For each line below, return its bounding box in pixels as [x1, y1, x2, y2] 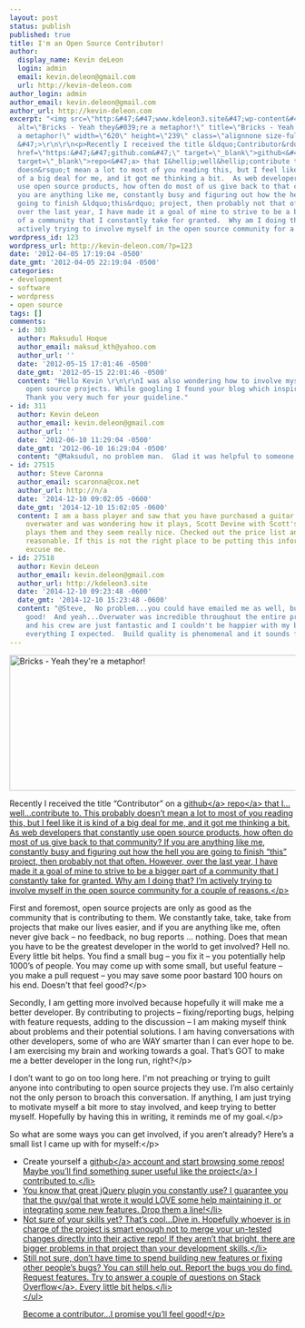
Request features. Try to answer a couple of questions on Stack [22, 1272, 261, 1283]
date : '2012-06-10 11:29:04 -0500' [17, 435, 152, 445]
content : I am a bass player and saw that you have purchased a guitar [17, 511, 295, 520]
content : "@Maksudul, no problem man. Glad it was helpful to [17, 452, 261, 461]
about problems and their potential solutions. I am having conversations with [9, 1026, 295, 1037]
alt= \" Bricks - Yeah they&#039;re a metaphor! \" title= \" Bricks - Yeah [17, 123, 295, 133]
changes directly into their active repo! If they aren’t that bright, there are [22, 1233, 296, 1244]
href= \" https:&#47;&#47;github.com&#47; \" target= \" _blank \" [17, 148, 254, 157]
